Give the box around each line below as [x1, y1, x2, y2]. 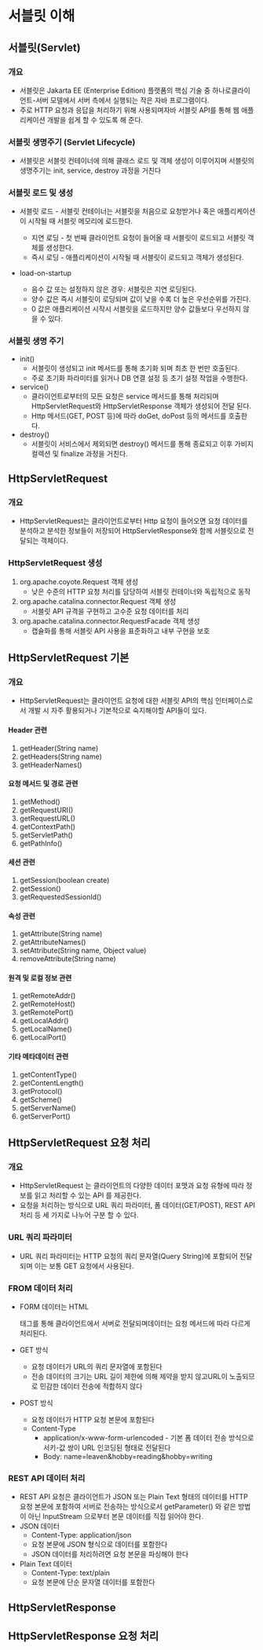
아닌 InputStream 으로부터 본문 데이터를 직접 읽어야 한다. [27, 1512, 204, 1521]
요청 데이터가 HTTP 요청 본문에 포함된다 [31, 1414, 155, 1424]
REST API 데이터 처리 [8, 1473, 86, 1484]
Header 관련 [8, 726, 48, 735]
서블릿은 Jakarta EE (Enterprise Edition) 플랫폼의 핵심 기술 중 [19, 86, 210, 95]
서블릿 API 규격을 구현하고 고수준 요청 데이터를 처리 [31, 606, 189, 616]
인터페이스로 [214, 696, 254, 705]
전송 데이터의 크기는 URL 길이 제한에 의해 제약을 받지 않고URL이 [31, 1371, 228, 1381]
